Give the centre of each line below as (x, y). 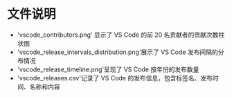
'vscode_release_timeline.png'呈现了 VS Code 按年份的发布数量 (108, 69)
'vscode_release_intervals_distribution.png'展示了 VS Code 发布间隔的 (117, 52)
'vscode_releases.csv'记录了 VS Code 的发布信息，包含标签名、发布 (115, 78)
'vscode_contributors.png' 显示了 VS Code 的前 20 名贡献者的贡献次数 (118, 35)
